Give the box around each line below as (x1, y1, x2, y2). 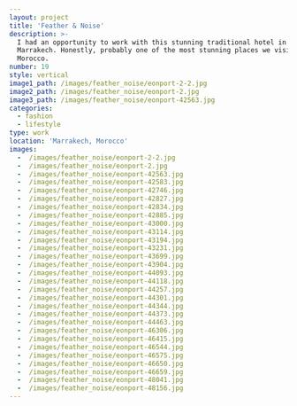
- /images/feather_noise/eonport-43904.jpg (17, 261, 184, 269)
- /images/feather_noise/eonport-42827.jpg (17, 194, 184, 204)
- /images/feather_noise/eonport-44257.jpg (17, 285, 184, 293)
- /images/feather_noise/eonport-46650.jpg (17, 359, 184, 368)
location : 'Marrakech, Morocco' (9, 137, 128, 145)
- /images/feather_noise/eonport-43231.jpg (17, 244, 184, 253)
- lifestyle (17, 121, 62, 129)
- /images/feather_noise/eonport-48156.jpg (17, 384, 184, 393)
